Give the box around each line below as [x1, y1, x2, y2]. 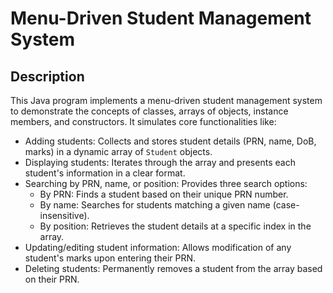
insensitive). [39, 210, 90, 221]
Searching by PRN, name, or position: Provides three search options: [24, 178, 308, 189]
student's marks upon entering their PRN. [24, 252, 197, 264]
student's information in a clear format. [24, 167, 186, 179]
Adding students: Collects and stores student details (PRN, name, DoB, [24, 135, 317, 147]
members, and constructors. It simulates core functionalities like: [10, 116, 277, 127]
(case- [272, 199, 300, 211]
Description [10, 68, 85, 85]
